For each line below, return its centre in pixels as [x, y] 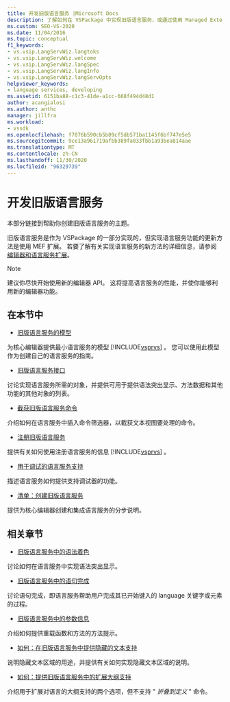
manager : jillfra [32, 115]
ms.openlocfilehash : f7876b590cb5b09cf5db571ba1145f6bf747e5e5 [99, 134]
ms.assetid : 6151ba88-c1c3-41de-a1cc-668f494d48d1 [81, 97]
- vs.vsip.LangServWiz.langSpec [53, 65]
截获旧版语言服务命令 [47, 408]
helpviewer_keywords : [38, 84]
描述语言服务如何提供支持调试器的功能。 [64, 481]
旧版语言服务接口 [41, 371]
